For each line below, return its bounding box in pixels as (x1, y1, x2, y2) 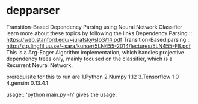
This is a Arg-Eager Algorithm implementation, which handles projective (6, 48, 185, 56)
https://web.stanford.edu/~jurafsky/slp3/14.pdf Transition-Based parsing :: (6, 36, 191, 43)
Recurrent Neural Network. (6, 61, 73, 69)
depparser (6, 4, 60, 17)
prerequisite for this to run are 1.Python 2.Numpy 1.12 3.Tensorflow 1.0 (6, 73, 179, 80)
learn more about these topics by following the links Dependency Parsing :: (6, 29, 193, 36)
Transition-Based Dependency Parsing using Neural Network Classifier (6, 23, 182, 30)
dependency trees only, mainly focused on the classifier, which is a (6, 55, 173, 62)
